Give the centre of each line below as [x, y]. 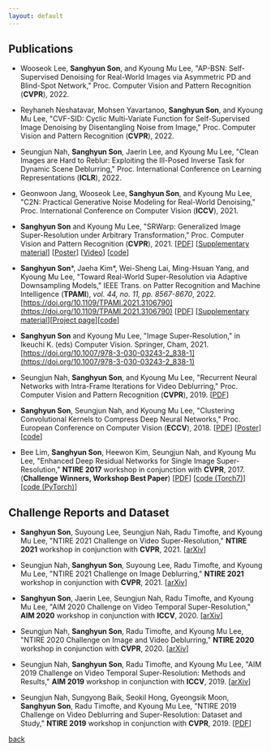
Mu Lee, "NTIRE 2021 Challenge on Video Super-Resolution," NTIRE [133, 541]
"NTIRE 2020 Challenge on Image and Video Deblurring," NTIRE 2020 [137, 640]
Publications [41, 49]
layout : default [36, 16]
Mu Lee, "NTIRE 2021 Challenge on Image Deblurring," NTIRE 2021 [132, 574]
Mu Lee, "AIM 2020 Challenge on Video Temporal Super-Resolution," [135, 607]
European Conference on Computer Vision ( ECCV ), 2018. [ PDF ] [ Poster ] [141, 428]
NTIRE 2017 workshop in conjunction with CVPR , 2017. [153, 469]
